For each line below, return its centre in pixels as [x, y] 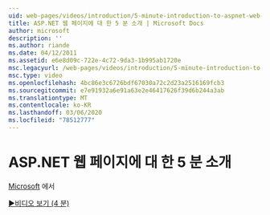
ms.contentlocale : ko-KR [50, 105]
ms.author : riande [39, 46]
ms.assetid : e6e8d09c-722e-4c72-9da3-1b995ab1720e [95, 61]
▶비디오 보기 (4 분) [39, 203]
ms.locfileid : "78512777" [51, 120]
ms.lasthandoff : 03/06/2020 [55, 113]
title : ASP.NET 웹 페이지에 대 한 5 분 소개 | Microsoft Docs [106, 23]
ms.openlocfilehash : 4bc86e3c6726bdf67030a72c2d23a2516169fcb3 [117, 83]
